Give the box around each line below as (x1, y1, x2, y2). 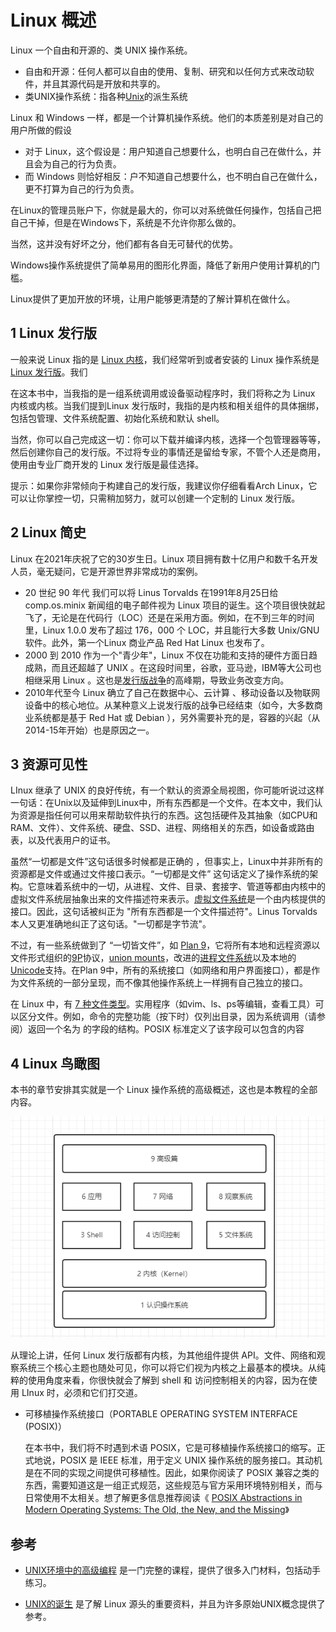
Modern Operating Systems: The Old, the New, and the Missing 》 (24, 1504, 290, 1516)
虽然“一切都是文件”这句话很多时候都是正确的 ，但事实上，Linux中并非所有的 (10, 856, 323, 868)
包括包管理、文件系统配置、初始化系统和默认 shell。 (10, 412, 225, 424)
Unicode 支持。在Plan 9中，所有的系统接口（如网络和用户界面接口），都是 (10, 964, 312, 976)
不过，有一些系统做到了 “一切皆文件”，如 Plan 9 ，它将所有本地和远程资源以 (10, 939, 321, 951)
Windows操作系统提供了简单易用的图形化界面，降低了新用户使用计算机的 (10, 259, 312, 271)
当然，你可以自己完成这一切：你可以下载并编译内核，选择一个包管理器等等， (10, 433, 326, 445)
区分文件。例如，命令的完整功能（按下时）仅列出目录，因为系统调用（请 (18, 1011, 317, 1023)
